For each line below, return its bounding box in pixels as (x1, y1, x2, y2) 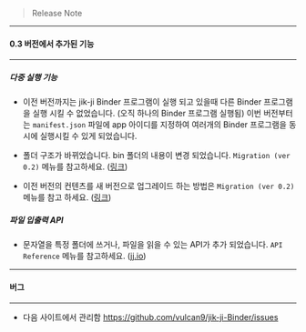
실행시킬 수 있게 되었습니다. (39, 131, 138, 142)
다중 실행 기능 (9, 72, 57, 83)
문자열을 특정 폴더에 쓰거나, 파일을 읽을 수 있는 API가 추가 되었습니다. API (22, 239, 283, 250)
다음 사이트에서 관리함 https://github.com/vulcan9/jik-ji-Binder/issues (22, 312, 279, 323)
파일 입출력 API (9, 214, 64, 226)
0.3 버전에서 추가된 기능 (9, 38, 95, 49)
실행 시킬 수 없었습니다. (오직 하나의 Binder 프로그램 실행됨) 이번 (32, 108, 262, 119)
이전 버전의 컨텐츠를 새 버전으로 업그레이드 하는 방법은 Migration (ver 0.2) (22, 181, 295, 192)
